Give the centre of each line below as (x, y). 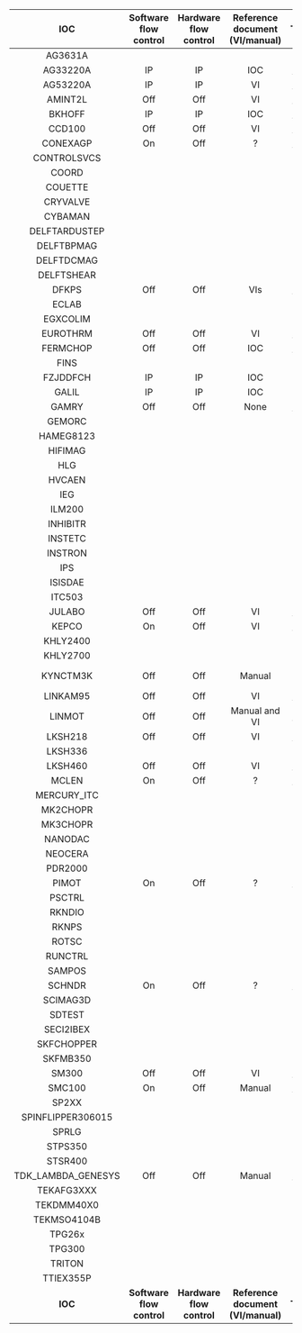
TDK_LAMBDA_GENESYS (67, 1176)
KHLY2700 (67, 655)
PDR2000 (67, 868)
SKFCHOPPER (67, 1044)
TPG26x (67, 1234)
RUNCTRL (67, 956)
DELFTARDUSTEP (67, 231)
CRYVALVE (67, 202)
